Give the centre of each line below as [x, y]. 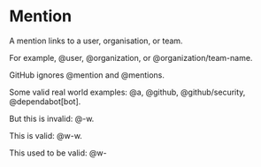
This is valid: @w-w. [46, 135]
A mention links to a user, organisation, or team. [96, 41]
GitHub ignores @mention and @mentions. [87, 75]
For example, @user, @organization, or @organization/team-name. [131, 57]
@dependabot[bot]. [45, 101]
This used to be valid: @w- [58, 153]
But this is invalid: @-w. [52, 118]
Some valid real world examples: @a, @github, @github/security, [127, 92]
